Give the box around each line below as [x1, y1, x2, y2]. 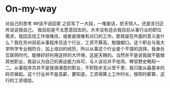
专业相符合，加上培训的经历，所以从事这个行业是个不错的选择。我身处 [18, 46, 165, 52]
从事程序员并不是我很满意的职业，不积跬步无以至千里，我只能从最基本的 [14, 64, 165, 71]
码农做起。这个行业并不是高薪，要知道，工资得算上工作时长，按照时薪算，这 [5, 71, 165, 77]
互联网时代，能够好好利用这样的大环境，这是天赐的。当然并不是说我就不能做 [5, 52, 165, 58]
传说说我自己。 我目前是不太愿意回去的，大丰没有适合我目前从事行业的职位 [5, 26, 162, 33]
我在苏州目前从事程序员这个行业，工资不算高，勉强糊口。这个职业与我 [14, 39, 160, 46]
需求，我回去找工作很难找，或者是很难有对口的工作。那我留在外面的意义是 [5, 33, 160, 39]
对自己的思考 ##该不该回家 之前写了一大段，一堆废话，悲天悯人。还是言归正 [5, 20, 164, 26]
